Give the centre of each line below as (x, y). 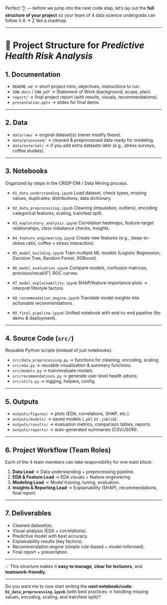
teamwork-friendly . (26, 572)
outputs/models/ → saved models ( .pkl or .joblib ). (65, 419)
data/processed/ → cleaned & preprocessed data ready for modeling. (83, 140)
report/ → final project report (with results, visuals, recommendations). (85, 97)
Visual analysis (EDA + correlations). (49, 531)
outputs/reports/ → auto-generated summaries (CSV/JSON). (75, 430)
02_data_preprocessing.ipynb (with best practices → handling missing (77, 592)
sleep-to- (140, 238)
